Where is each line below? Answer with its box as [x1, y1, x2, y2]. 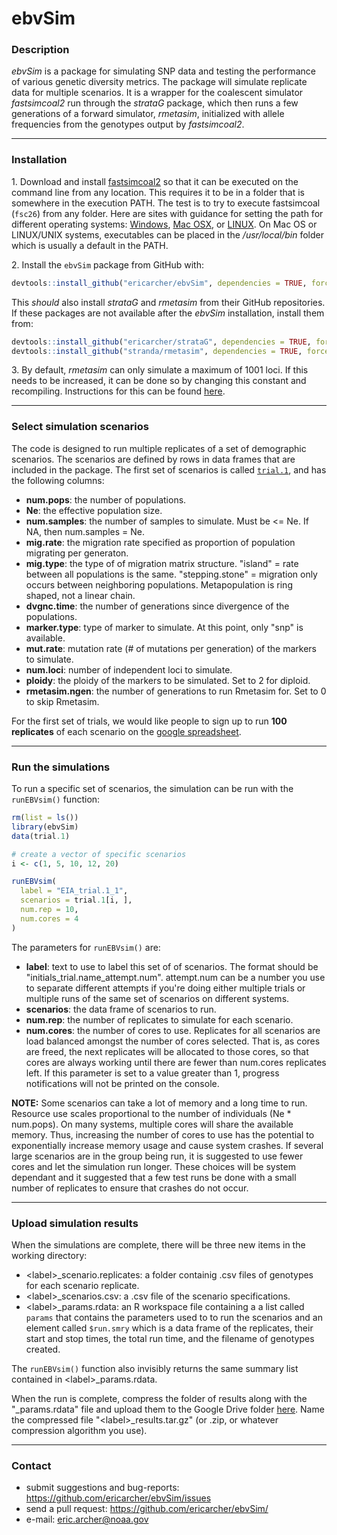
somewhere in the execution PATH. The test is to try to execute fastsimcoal [11, 197, 321, 209]
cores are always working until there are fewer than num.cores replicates [25, 1056, 327, 1068]
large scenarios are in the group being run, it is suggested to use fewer [11, 1150, 304, 1162]
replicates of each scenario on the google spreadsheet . [11, 725, 242, 737]
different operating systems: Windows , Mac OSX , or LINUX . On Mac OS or [11, 218, 318, 230]
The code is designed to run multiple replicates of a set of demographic [11, 442, 307, 454]
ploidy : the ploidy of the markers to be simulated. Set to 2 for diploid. [25, 674, 311, 686]
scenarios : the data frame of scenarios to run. [25, 1003, 217, 1015]
